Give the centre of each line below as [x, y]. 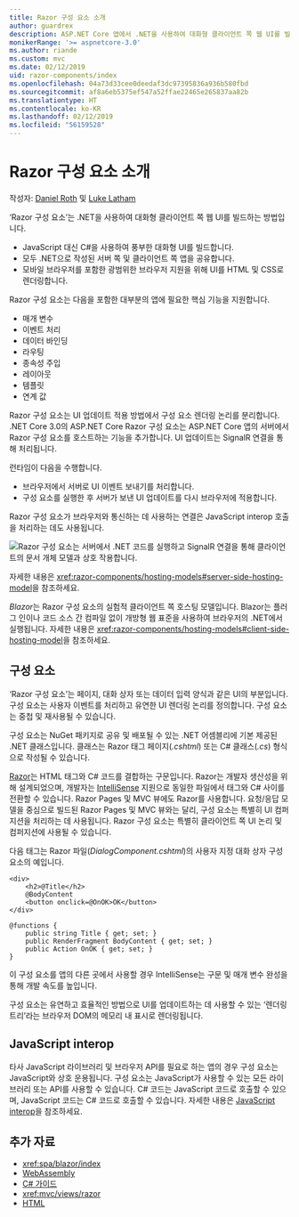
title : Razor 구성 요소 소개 [58, 17]
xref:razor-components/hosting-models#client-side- [193, 629]
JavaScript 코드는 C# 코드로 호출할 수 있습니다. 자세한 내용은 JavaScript [148, 1099]
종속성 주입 [41, 362]
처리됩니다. [38, 448]
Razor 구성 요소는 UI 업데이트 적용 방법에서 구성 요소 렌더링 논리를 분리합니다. [145, 415]
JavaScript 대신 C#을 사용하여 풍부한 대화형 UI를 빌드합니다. [128, 247]
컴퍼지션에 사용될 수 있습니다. [61, 832]
